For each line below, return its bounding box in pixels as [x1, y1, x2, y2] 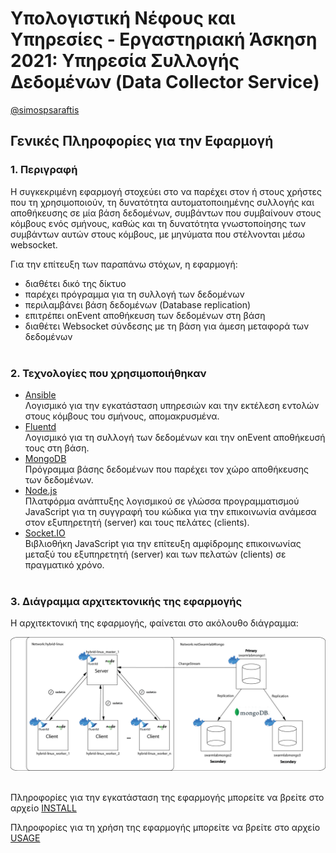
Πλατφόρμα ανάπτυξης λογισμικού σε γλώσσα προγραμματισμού [24, 495, 300, 507]
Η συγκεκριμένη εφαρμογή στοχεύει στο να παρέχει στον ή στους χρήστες [10, 185, 322, 197]
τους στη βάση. [24, 442, 90, 454]
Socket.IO [24, 527, 66, 539]
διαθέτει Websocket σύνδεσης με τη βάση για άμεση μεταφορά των [24, 320, 310, 332]
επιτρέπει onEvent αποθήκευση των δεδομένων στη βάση [24, 309, 266, 321]
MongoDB [24, 452, 67, 464]
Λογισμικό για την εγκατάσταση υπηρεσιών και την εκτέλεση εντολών [24, 399, 320, 411]
